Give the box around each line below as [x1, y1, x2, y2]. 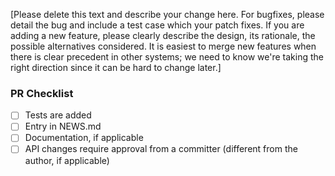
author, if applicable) [24, 154, 110, 166]
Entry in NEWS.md [24, 120, 102, 133]
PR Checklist [10, 86, 74, 100]
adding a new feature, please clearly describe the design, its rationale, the [10, 30, 316, 41]
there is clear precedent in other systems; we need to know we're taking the [10, 51, 324, 63]
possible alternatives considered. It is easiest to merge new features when [10, 40, 317, 52]
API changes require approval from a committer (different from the [24, 143, 298, 155]
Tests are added [24, 109, 92, 121]
